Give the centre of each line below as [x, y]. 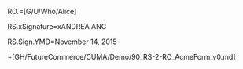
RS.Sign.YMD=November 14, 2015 [62, 42]
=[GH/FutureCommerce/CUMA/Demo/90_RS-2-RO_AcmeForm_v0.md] [121, 57]
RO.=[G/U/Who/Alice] [42, 11]
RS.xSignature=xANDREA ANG [57, 26]
